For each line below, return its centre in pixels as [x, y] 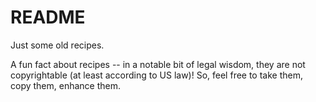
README [48, 17]
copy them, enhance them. [66, 85]
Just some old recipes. [57, 45]
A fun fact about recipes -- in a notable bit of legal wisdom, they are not [158, 64]
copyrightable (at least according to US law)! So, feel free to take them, [157, 75]
